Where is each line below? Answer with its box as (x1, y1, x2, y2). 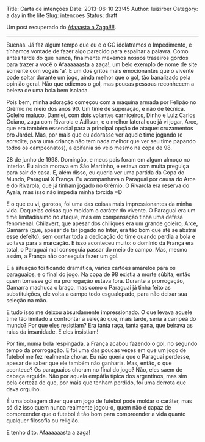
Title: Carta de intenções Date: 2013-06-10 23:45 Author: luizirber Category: (6, 6, 198, 12)
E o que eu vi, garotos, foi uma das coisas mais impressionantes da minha (6, 200, 192, 208)
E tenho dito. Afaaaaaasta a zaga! (6, 429, 91, 436)
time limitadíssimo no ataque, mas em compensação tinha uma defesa (6, 214, 183, 220)
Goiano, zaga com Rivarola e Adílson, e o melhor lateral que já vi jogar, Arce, (6, 118, 198, 125)
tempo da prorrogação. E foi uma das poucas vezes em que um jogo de (6, 346, 187, 354)
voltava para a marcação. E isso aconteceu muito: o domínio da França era (6, 239, 194, 247)
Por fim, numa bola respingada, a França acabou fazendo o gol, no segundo (6, 340, 198, 347)
